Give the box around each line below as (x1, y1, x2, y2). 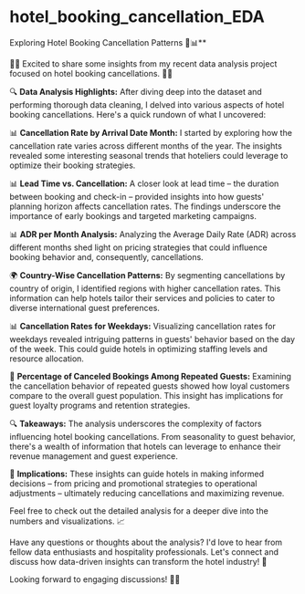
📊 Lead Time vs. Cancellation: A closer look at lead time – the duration (9, 178, 279, 189)
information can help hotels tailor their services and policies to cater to (9, 292, 276, 303)
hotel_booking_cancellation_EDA (9, 6, 265, 27)
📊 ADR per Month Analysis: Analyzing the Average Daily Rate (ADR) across (9, 228, 297, 239)
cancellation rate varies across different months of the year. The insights (9, 140, 283, 151)
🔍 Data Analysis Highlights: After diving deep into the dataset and (9, 86, 262, 97)
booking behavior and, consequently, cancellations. (9, 251, 204, 262)
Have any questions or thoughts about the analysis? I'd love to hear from (9, 537, 283, 547)
